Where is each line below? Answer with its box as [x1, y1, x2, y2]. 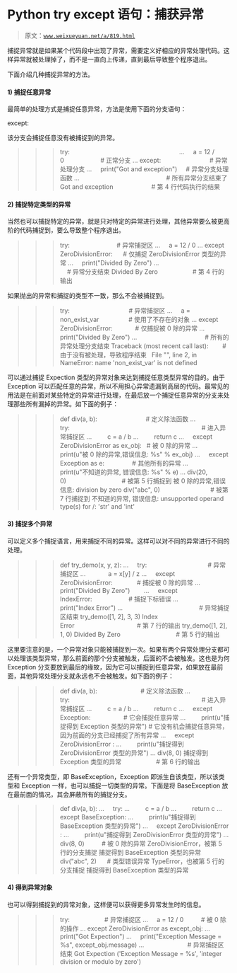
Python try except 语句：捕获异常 [7, 6, 205, 23]
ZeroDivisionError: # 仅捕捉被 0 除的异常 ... [59, 324, 205, 333]
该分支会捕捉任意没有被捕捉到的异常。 [7, 134, 119, 142]
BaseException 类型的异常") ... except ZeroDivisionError [59, 822, 229, 830]
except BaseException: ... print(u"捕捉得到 [59, 812, 196, 821]
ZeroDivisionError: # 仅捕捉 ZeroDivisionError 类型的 [59, 250, 221, 258]
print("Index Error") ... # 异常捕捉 [59, 603, 230, 612]
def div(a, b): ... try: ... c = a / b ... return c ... [59, 804, 222, 812]
